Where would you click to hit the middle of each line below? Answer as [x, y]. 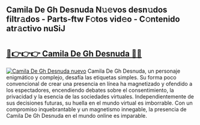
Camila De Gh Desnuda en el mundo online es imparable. [77, 116]
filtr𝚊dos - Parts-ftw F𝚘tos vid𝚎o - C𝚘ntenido [93, 20]
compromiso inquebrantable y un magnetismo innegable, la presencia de [96, 109]
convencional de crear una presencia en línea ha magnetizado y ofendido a [99, 84]
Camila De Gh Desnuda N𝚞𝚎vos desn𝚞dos [87, 10]
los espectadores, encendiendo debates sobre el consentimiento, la [90, 90]
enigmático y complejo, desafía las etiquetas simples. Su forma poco [91, 77]
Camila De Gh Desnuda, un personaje [134, 71]
